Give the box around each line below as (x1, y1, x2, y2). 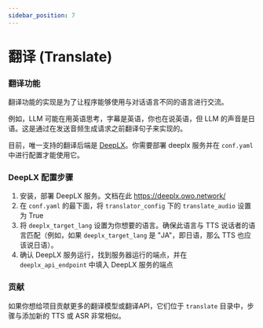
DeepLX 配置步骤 (8, 172, 74, 183)
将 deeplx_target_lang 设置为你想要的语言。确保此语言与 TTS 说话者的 (19, 221, 249, 230)
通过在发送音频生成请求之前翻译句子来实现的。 (35, 123, 187, 134)
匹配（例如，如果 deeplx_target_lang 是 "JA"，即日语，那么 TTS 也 (26, 230, 245, 240)
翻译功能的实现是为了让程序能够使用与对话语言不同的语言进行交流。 (8, 98, 228, 107)
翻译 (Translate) (8, 48, 112, 65)
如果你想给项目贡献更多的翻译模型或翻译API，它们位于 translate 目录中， (8, 300, 247, 311)
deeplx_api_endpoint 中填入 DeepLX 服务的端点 (19, 260, 174, 270)
